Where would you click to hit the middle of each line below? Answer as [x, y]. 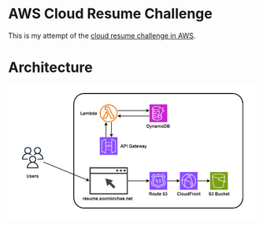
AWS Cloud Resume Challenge [110, 14]
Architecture [50, 67]
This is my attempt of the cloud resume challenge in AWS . [102, 36]
